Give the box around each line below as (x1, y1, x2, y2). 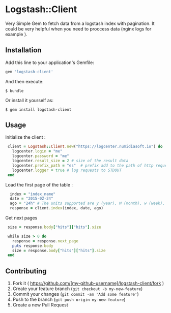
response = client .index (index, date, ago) (10, 206, 103, 211)
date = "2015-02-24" (10, 196, 53, 201)
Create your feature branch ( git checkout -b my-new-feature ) (12, 286, 143, 292)
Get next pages (5, 215, 38, 221)
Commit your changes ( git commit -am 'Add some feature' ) (12, 291, 139, 297)
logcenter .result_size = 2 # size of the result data (12, 159, 129, 164)
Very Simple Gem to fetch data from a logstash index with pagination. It (5, 20, 155, 26)
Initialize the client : (5, 134, 46, 140)
